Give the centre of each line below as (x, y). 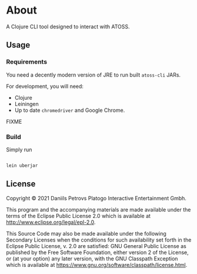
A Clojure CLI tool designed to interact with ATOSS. (68, 27)
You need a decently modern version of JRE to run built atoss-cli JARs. (94, 75)
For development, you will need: (45, 86)
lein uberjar (22, 166)
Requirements (27, 62)
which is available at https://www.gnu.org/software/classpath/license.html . (97, 265)
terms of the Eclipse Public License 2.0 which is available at (79, 216)
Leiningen (27, 104)
